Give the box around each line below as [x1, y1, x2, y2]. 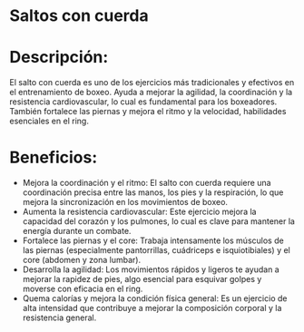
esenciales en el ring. [9, 115, 89, 127]
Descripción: [9, 47, 109, 68]
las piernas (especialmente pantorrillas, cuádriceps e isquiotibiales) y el [22, 245, 290, 256]
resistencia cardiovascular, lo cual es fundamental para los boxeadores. [9, 96, 278, 107]
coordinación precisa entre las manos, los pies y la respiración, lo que [22, 187, 284, 198]
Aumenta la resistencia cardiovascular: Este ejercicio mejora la [22, 206, 257, 218]
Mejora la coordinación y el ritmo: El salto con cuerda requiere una [22, 178, 271, 189]
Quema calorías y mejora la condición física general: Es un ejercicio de [22, 293, 288, 304]
